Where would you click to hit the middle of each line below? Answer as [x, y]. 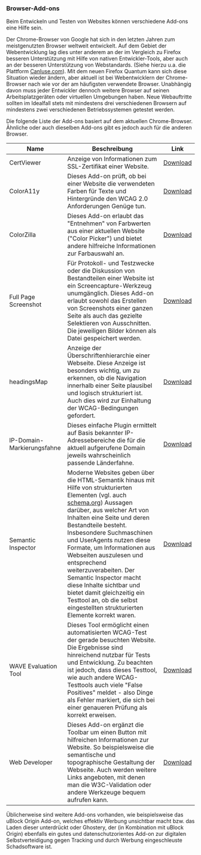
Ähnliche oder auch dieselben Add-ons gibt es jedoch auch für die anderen [99, 128]
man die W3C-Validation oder [109, 785]
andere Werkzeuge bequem [106, 793]
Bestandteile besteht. [97, 525]
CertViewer [25, 163]
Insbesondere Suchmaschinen [110, 533]
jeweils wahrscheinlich [99, 456]
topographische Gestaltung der [111, 763]
